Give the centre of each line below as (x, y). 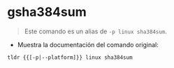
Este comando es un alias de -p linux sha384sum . (96, 31)
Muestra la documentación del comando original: (88, 44)
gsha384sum (47, 12)
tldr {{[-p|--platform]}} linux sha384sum (70, 57)
